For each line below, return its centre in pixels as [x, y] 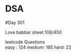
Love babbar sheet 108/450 [34, 32]
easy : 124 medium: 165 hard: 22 [38, 47]
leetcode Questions [25, 42]
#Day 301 [15, 22]
